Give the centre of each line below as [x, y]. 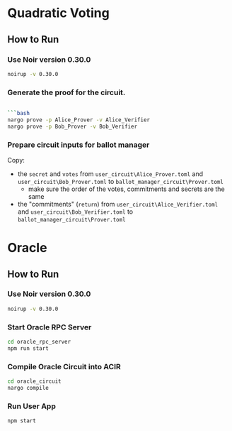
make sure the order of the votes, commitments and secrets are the [126, 189]
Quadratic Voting [58, 13]
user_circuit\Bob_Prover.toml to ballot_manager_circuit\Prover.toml [121, 181]
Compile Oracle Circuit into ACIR [64, 366]
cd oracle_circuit [34, 381]
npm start [22, 421]
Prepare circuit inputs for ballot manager [79, 145]
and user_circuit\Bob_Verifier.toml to [75, 212]
